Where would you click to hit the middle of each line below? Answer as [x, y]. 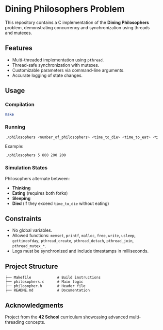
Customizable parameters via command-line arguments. [68, 70]
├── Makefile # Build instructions [53, 278]
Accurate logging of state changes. [47, 75]
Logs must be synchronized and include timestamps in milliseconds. [80, 251]
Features [19, 48]
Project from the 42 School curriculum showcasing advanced [67, 317]
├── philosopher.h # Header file [45, 286]
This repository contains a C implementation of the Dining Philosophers [77, 22]
